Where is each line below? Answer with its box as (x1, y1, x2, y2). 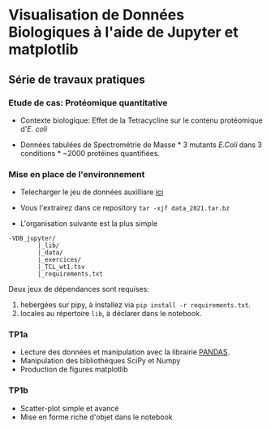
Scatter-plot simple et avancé (19, 403, 119, 413)
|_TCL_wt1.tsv (37, 263, 85, 271)
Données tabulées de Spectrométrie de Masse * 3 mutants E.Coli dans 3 (19, 140, 262, 150)
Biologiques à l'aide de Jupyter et (8, 23, 239, 41)
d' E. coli (19, 124, 48, 133)
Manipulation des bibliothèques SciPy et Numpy (19, 356, 181, 366)
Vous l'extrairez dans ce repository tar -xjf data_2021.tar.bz (19, 203, 230, 213)
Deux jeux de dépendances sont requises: (8, 284, 150, 294)
